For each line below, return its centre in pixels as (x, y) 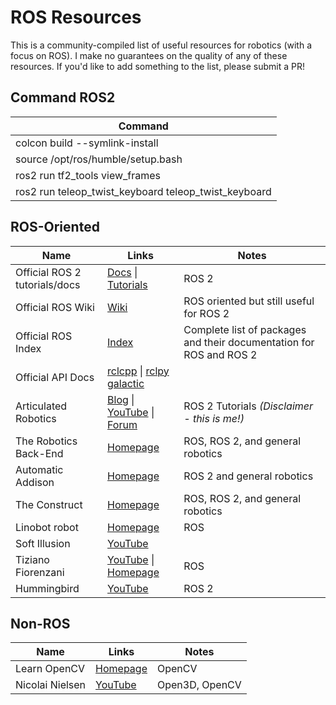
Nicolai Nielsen (51, 685)
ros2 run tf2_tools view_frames (88, 175)
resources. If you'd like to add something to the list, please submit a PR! (157, 66)
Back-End (39, 453)
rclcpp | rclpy (138, 371)
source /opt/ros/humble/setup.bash (99, 159)
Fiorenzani (40, 572)
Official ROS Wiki (55, 307)
